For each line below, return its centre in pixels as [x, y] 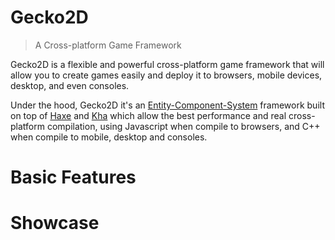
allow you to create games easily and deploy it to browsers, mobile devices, [166, 75]
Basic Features [73, 177]
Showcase [55, 223]
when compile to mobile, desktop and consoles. [109, 137]
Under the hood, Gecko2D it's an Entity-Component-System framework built [167, 105]
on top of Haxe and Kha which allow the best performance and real [148, 115]
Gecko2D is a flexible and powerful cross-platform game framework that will [167, 64]
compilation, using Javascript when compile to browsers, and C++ [183, 126]
